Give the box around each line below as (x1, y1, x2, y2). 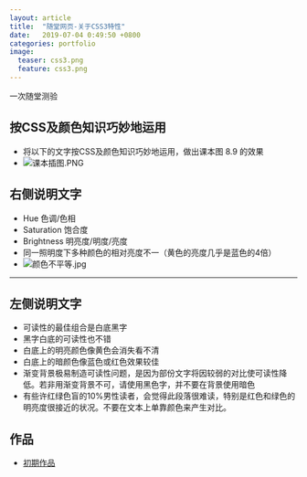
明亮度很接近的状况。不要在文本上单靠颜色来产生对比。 (22, 402, 231, 413)
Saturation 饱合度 (22, 224, 89, 235)
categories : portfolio (9, 38, 96, 48)
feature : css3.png (17, 65, 89, 74)
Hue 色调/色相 (22, 212, 76, 224)
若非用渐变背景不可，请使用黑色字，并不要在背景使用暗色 (38, 379, 256, 390)
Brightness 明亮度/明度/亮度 (22, 235, 128, 247)
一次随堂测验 (9, 90, 58, 101)
